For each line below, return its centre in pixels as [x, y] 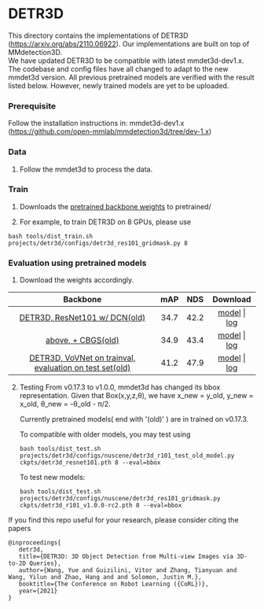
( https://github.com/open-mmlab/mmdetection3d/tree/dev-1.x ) [110, 131]
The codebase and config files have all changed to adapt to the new [118, 68]
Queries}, [45, 563]
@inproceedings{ [35, 543]
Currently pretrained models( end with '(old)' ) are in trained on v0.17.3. [134, 419]
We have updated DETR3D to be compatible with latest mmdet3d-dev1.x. [126, 61]
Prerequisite [32, 105]
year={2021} [38, 591]
